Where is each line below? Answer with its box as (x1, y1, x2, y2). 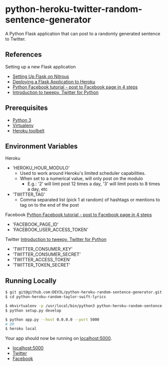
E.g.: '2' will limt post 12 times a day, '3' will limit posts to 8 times (27, 181, 160, 187)
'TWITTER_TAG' (12, 191, 45, 198)
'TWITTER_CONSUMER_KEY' (12, 246, 73, 252)
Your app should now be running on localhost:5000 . (5, 336, 112, 342)
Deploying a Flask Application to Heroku (12, 78, 95, 84)
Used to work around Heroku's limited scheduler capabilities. (19, 170, 146, 176)
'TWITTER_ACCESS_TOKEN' (12, 257, 71, 263)
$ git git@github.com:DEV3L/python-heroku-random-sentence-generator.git (5, 290, 162, 295)
